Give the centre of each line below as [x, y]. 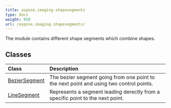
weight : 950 [18, 19]
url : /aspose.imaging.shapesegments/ [45, 24]
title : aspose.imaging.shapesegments [45, 10]
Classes [18, 55]
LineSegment [24, 95]
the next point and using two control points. [102, 84]
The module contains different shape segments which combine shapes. [80, 39]
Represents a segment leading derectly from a [105, 92]
